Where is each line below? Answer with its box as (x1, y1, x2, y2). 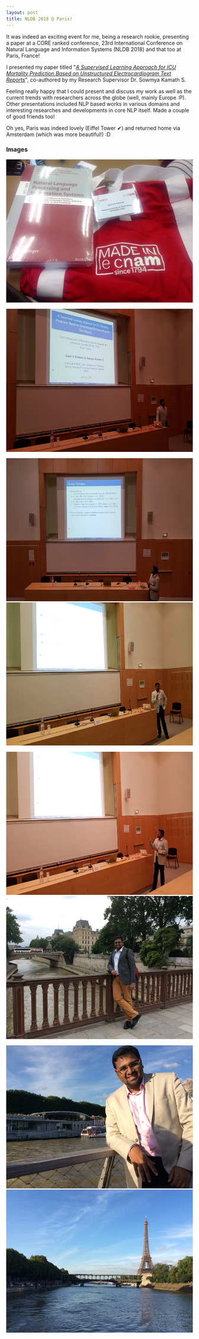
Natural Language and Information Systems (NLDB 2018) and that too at (6, 45, 182, 53)
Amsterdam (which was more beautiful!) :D (6, 131, 111, 138)
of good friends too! (6, 113, 55, 120)
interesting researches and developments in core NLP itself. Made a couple (6, 106, 190, 114)
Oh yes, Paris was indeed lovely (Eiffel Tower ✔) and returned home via (6, 124, 181, 131)
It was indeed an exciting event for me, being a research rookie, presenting (6, 33, 189, 40)
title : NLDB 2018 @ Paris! (6, 15, 73, 22)
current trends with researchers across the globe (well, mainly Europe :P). (6, 94, 187, 101)
